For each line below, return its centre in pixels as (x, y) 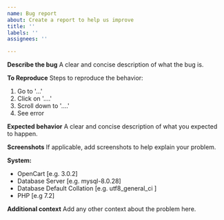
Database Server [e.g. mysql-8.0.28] (69, 181)
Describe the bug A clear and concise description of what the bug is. (105, 65)
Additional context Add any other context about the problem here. (102, 209)
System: (20, 161)
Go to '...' (30, 91)
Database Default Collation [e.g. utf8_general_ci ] (87, 188)
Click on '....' (34, 99)
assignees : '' (28, 39)
